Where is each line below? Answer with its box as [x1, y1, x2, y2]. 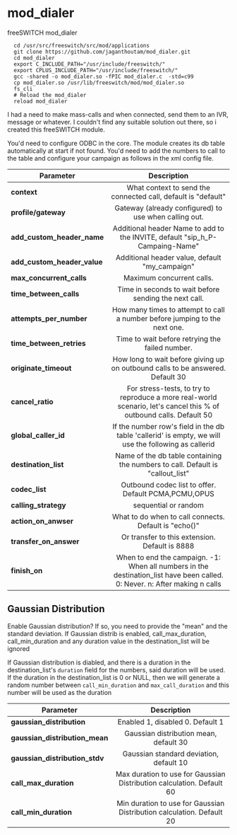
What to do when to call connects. [111, 512, 225, 522]
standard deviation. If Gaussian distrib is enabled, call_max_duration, [7, 629, 207, 638]
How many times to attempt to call [111, 304, 225, 314]
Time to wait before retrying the [116, 334, 221, 344]
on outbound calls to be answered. [111, 363, 226, 373]
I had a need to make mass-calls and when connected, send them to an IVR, [7, 110, 229, 118]
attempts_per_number [11, 313, 87, 323]
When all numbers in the [128, 561, 209, 571]
